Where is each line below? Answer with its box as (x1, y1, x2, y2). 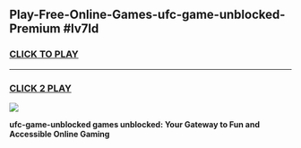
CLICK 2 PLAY (9, 82, 72, 94)
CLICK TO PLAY (9, 48, 79, 61)
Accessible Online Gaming (9, 128, 110, 139)
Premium (9, 22, 61, 37)
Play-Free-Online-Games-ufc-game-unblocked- (9, 7, 286, 22)
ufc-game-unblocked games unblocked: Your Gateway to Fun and (9, 118, 261, 129)
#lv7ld (63, 22, 99, 37)
